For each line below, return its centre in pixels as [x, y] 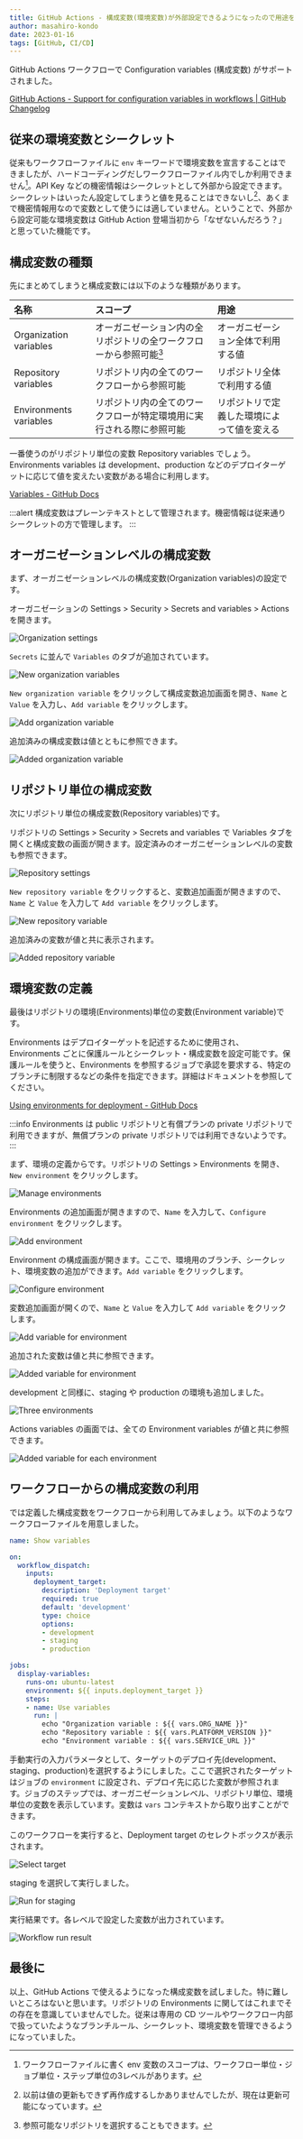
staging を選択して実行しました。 [72, 1883]
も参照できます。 [41, 855]
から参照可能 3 [134, 354]
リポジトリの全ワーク [141, 341]
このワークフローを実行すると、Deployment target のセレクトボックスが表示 [151, 1835]
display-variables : [54, 1674]
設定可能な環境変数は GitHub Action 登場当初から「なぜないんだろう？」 [151, 220]
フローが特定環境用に [150, 416]
